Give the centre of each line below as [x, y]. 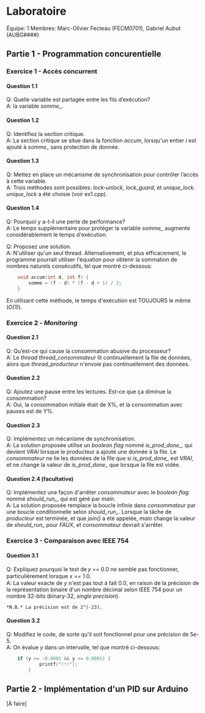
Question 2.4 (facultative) [40, 478]
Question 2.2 [23, 378]
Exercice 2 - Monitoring [42, 323]
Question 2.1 [22, 338]
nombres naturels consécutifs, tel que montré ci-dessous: [79, 266]
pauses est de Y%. [30, 411]
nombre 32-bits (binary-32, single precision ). [63, 596]
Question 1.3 [23, 161]
